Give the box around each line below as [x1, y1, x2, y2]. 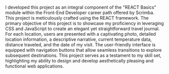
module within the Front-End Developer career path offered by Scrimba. [5, 10, 155, 16]
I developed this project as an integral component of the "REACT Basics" [5, 5, 156, 10]
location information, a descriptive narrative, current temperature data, [5, 36, 152, 42]
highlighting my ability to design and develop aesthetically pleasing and [5, 58, 154, 63]
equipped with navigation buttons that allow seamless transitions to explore [5, 47, 162, 53]
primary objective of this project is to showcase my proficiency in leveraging [5, 20, 164, 26]
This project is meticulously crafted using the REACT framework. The [5, 15, 149, 21]
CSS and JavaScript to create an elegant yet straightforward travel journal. [5, 26, 160, 32]
